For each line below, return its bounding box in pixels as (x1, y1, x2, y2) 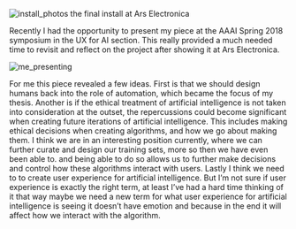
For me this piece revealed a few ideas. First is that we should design (9, 79, 261, 88)
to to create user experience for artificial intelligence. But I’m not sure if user (9, 172, 287, 183)
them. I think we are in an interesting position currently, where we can (9, 135, 263, 145)
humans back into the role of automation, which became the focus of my (9, 88, 274, 98)
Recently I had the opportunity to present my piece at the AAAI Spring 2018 (9, 26, 284, 35)
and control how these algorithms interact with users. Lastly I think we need (9, 164, 285, 173)
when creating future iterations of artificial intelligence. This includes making (9, 116, 288, 126)
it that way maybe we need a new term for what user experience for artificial (9, 191, 287, 202)
